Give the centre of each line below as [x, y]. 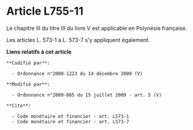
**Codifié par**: [28, 63]
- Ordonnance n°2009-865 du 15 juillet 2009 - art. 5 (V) [87, 95]
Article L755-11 [45, 11]
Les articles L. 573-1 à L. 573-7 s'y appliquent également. [78, 40]
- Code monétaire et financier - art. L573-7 [71, 121]
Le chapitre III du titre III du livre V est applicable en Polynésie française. [97, 28]
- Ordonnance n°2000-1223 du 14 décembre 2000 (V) [77, 74]
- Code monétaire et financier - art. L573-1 [71, 116]
